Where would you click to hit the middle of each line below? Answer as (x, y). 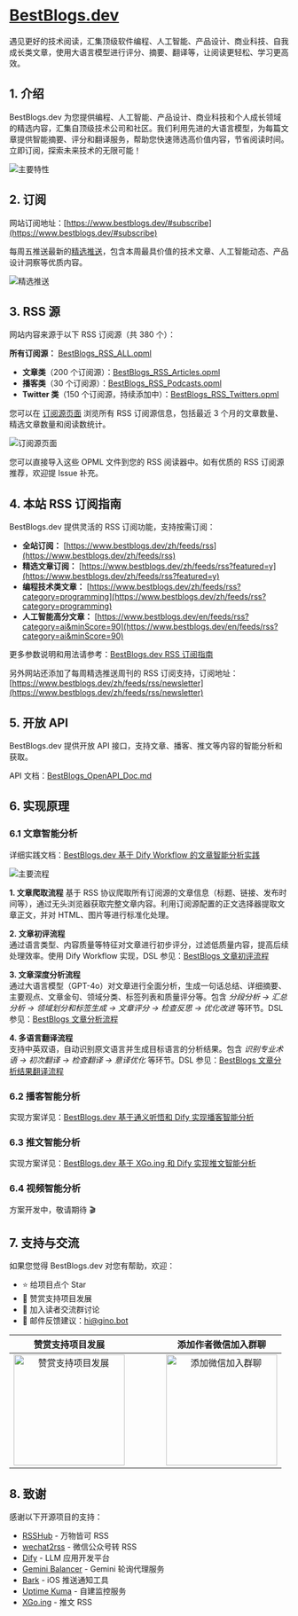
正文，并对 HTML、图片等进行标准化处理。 (95, 914)
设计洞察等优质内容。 (48, 262)
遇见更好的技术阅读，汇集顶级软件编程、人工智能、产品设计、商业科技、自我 (149, 41)
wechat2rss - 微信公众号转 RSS (79, 1547)
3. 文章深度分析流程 (45, 974)
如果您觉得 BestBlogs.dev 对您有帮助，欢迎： (92, 1266)
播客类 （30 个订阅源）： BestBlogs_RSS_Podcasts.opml (122, 383)
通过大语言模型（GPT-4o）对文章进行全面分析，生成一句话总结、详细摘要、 (148, 985)
